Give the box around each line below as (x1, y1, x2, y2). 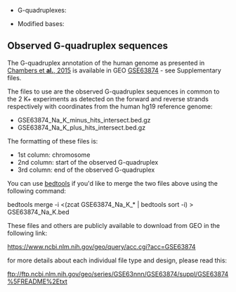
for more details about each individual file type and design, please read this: (7, 256, 227, 265)
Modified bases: (17, 20, 65, 27)
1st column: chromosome (17, 151, 91, 159)
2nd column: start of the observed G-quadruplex (17, 158, 159, 166)
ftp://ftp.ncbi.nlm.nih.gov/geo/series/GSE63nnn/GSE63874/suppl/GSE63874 (7, 269, 229, 278)
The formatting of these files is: (7, 137, 98, 145)
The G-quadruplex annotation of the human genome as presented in (7, 58, 205, 67)
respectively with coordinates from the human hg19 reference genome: (7, 102, 213, 110)
